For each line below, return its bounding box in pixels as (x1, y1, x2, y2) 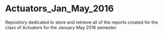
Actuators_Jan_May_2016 (5, 3, 114, 14)
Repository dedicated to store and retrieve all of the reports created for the (5, 19, 158, 25)
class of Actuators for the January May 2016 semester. (5, 24, 118, 30)
